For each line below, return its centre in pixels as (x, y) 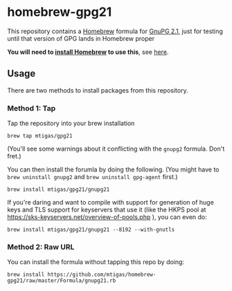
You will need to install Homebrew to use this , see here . (88, 52)
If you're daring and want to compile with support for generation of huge (111, 203)
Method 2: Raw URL (41, 247)
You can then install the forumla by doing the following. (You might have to (113, 169)
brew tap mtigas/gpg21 (40, 136)
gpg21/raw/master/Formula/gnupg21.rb (62, 281)
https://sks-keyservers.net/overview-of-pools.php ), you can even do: (107, 217)
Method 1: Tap (32, 108)
